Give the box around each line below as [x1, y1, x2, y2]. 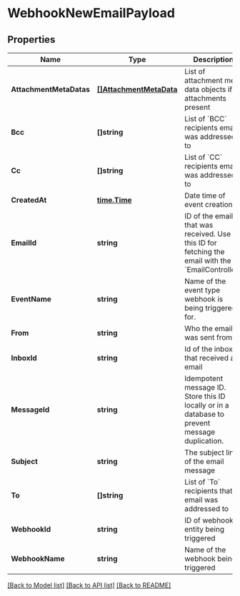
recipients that [184, 486, 233, 495]
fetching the [184, 247, 225, 256]
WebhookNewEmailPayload [7, 5, 175, 21]
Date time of [184, 191, 226, 201]
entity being [184, 525, 225, 534]
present [184, 102, 211, 112]
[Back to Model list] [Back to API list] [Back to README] [7, 581, 171, 590]
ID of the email [184, 211, 234, 221]
